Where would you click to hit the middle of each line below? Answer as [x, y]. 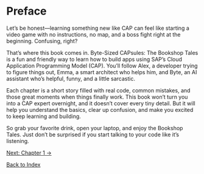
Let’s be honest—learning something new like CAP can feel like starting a [98, 28]
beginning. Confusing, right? [42, 41]
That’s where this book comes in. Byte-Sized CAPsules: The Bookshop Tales [102, 52]
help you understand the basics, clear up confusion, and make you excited [100, 110]
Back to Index [23, 164]
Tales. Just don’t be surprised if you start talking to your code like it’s [93, 134]
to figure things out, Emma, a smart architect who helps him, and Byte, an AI [102, 72]
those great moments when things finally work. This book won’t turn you [97, 97]
